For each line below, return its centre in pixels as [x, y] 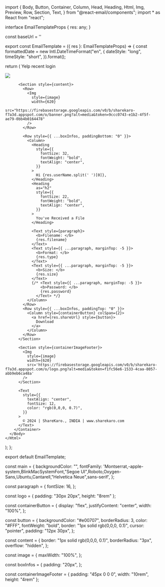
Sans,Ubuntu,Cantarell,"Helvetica [39, 477]
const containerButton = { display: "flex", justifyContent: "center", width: [78, 505]
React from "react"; [25, 17]
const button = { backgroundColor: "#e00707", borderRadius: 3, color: [76, 520]
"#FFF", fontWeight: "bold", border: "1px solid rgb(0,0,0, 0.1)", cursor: [75, 525]
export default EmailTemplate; [35, 457]
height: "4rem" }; [22, 579]
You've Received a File [60, 218]
